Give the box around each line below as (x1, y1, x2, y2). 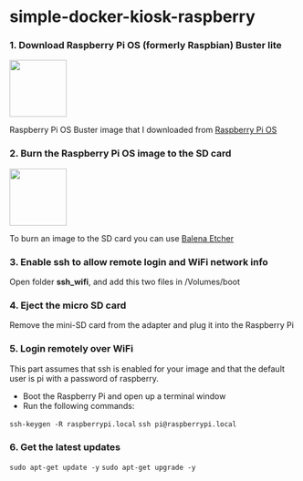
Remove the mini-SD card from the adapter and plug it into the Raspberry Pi (9, 320, 295, 331)
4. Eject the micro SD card (9, 299, 127, 312)
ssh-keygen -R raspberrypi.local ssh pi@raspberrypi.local (9, 419, 237, 429)
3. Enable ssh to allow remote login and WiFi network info (9, 255, 269, 268)
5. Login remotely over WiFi (9, 343, 134, 355)
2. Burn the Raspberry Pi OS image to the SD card (9, 148, 232, 160)
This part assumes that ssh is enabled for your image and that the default (9, 363, 286, 374)
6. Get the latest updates (9, 440, 121, 453)
